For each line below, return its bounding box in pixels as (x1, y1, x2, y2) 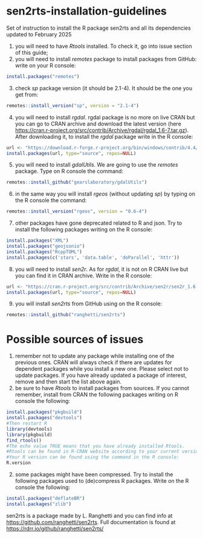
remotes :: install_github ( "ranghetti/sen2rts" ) (6, 312, 126, 318)
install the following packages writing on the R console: (14, 226, 153, 233)
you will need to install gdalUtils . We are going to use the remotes (14, 161, 178, 168)
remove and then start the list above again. (14, 378, 122, 385)
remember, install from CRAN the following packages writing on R (14, 391, 178, 398)
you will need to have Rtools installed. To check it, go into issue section (14, 42, 192, 50)
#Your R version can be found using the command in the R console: (6, 454, 180, 460)
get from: (14, 91, 38, 98)
